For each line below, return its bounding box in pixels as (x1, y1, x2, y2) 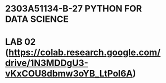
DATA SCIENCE (5, 13, 69, 25)
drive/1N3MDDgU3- (5, 58, 88, 69)
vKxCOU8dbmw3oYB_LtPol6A (5, 68, 133, 80)
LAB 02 (5, 36, 36, 48)
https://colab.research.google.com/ (8, 47, 161, 58)
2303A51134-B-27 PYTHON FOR (5, 3, 142, 14)
